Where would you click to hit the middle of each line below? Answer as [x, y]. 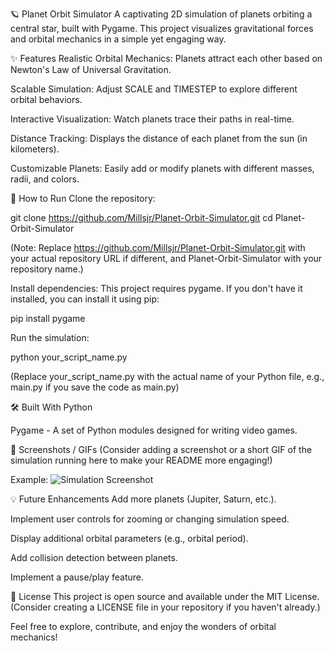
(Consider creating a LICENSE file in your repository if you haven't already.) [165, 607]
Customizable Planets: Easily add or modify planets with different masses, [162, 168]
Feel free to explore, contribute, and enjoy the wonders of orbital [143, 626]
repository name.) [47, 269]
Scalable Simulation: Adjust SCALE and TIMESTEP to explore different [154, 89]
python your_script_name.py [69, 357]
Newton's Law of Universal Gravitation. [91, 69]
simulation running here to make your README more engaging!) [141, 460]
